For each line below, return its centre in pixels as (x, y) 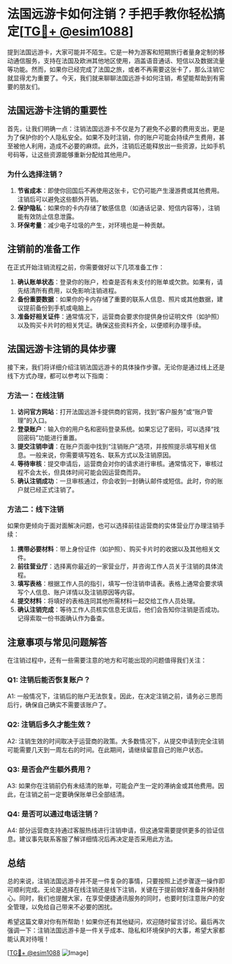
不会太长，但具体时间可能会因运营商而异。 (84, 472)
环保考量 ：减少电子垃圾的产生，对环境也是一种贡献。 (93, 225)
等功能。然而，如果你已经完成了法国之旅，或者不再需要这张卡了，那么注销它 (116, 69)
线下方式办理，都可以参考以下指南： (59, 375)
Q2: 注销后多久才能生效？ (49, 724)
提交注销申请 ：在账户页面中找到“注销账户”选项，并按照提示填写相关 (114, 446)
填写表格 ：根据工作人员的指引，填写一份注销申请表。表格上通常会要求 (117, 584)
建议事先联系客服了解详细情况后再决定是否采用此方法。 (98, 839)
